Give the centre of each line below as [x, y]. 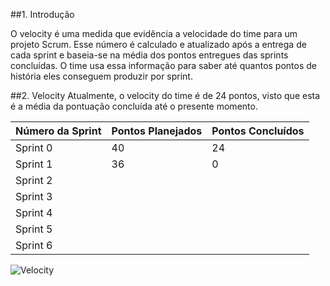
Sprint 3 [34, 196]
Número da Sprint [58, 131]
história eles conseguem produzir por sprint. [101, 76]
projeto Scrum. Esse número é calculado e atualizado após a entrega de [158, 44]
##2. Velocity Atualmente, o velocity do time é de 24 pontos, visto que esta [165, 95]
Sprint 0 [34, 147]
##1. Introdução [42, 14]
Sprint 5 [34, 229]
